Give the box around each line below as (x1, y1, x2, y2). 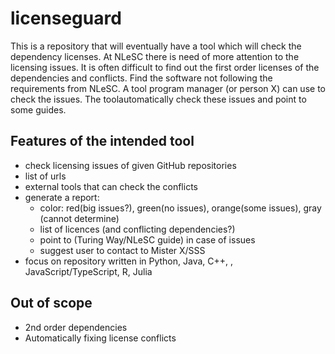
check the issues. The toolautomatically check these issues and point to (10, 93, 307, 105)
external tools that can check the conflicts (24, 180, 198, 192)
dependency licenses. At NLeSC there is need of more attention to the (10, 50, 300, 62)
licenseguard (10, 7, 122, 30)
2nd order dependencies (24, 321, 128, 333)
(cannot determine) (39, 212, 120, 224)
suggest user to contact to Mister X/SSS (39, 244, 206, 256)
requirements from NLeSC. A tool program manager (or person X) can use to (10, 82, 326, 94)
